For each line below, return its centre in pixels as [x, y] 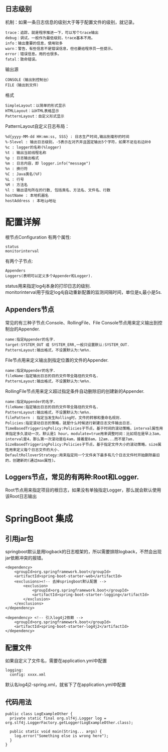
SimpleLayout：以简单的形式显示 [36, 105]
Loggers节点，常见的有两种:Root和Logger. [72, 477]
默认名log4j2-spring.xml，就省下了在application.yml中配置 [66, 685]
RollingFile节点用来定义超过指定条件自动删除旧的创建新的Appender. [75, 391]
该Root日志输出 [21, 496]
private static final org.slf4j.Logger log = [58, 718]
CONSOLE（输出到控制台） [28, 79]
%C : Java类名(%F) [24, 174]
